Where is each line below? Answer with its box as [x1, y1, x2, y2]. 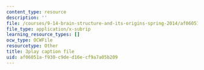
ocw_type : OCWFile [6, 37, 53, 43]
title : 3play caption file [6, 49, 75, 55]
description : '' [6, 15, 47, 21]
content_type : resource [6, 9, 67, 15]
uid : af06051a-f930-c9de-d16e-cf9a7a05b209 [6, 54, 118, 60]
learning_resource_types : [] [6, 32, 80, 38]
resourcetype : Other [6, 43, 59, 49]
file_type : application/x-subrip [6, 26, 91, 32]
